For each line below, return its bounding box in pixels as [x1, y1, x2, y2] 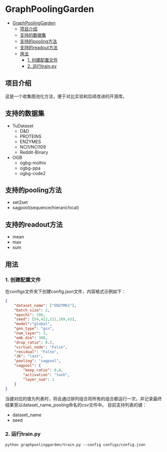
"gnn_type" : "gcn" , [14, 326, 55, 331]
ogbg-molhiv [19, 160, 46, 166]
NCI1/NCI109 [19, 144, 46, 150]
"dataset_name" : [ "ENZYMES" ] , [14, 303, 77, 308]
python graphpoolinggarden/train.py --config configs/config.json [5, 442, 146, 447]
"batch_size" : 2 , [14, 307, 50, 313]
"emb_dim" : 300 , [14, 335, 48, 340]
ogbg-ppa [19, 165, 41, 171]
